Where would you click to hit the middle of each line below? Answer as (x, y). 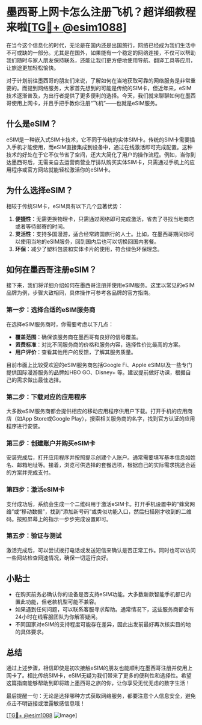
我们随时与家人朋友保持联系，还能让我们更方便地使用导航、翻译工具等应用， (101, 60)
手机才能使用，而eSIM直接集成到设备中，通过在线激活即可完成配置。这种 (102, 147)
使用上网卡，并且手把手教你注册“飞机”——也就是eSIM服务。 (86, 103)
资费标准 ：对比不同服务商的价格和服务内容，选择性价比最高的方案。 (99, 344)
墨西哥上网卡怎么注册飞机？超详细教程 (101, 12)
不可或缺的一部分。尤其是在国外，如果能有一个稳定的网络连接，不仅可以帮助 (101, 52)
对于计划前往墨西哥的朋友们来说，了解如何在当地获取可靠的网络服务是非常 (98, 80)
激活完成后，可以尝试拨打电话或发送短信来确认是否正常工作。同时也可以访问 (101, 550)
